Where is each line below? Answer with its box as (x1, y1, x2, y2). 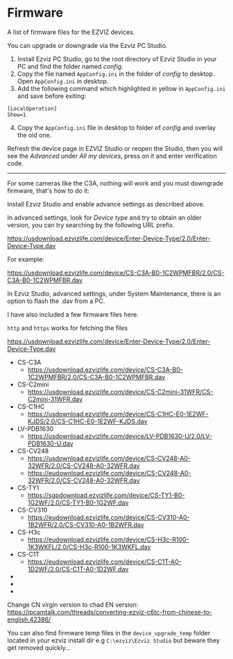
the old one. (17, 131, 52, 139)
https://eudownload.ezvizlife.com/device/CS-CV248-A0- (27, 469, 191, 477)
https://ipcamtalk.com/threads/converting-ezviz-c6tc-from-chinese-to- (7, 608, 213, 616)
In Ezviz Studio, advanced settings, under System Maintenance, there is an (7, 289, 221, 298)
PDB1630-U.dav (27, 439, 74, 448)
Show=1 (7, 111, 26, 118)
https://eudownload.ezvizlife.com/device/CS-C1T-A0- (27, 558, 182, 566)
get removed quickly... (7, 643, 71, 651)
